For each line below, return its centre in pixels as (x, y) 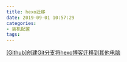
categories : (21, 23)
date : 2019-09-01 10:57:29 (40, 18)
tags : (13, 35)
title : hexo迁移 (26, 12)
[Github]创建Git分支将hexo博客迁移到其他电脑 (63, 53)
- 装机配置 (18, 29)
